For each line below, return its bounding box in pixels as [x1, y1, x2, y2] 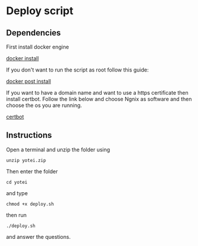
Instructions [6, 130, 52, 140]
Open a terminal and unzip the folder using [6, 146, 111, 153]
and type [6, 189, 28, 196]
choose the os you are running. [6, 102, 82, 109]
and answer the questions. [6, 233, 71, 240]
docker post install [6, 78, 51, 85]
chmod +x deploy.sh [6, 201, 54, 207]
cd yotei [6, 179, 28, 185]
